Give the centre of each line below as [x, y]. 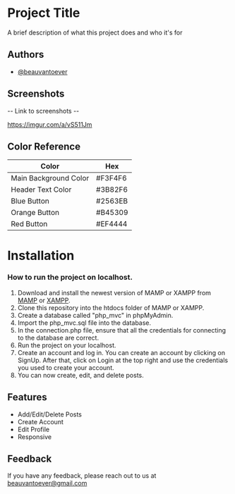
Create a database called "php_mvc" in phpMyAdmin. [95, 315]
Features [27, 397]
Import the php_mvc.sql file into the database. [84, 323]
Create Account [40, 421]
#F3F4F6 [112, 178]
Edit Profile [34, 429]
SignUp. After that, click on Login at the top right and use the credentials [122, 360]
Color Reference [44, 146]
